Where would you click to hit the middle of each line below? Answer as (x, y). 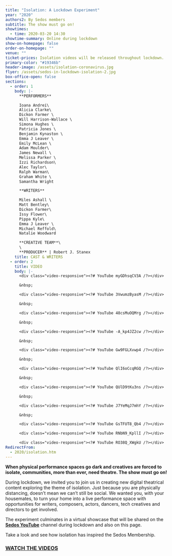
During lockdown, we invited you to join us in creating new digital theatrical (85, 482)
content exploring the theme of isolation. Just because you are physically (83, 487)
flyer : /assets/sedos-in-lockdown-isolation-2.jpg (61, 72)
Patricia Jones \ (37, 129)
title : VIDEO (28, 266)
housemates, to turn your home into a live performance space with (76, 499)
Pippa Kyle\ (32, 219)
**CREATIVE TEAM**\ (40, 243)
